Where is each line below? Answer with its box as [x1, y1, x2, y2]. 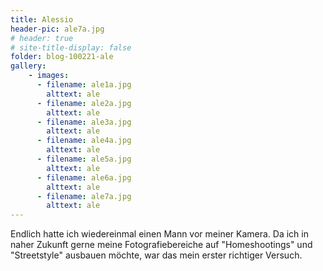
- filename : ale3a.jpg [36, 117, 132, 127]
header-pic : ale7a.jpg [10, 24, 105, 34]
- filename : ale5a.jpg [36, 154, 132, 164]
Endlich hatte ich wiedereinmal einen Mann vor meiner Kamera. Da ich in [10, 228, 309, 240]
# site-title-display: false [10, 42, 132, 53]
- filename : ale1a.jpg [36, 80, 132, 90]
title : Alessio [10, 14, 74, 25]
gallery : [10, 61, 47, 71]
